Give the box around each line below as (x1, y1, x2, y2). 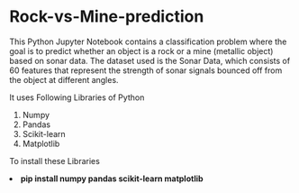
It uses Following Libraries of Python (9, 92, 145, 103)
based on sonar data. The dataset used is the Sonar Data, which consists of (9, 55, 291, 66)
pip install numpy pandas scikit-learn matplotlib (21, 173, 204, 184)
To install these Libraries (9, 155, 101, 166)
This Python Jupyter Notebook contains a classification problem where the (9, 36, 287, 47)
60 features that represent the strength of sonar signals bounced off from (9, 65, 283, 76)
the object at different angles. (9, 74, 119, 85)
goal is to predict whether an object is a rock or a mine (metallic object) (9, 45, 274, 56)
